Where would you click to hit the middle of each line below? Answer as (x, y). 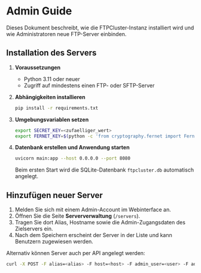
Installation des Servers (51, 53)
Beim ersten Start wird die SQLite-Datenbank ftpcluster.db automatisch (104, 170)
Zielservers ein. (34, 229)
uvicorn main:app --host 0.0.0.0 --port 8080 (72, 158)
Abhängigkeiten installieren (50, 97)
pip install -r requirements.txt (57, 108)
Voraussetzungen (38, 67)
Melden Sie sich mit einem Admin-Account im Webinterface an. (93, 210)
